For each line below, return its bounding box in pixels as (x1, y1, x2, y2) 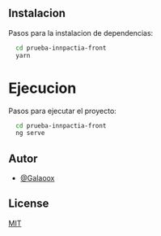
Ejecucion (8, 79, 77, 97)
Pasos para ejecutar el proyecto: (8, 106, 117, 116)
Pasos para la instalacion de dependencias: (8, 28, 154, 37)
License (8, 197, 49, 211)
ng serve (15, 129, 45, 138)
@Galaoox (19, 173, 55, 183)
